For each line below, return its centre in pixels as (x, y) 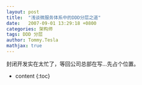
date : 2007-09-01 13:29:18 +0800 (51, 23)
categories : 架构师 (30, 29)
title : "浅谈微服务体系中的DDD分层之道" (54, 18)
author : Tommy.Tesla (33, 40)
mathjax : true (24, 46)
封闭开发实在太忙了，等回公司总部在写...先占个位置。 (73, 64)
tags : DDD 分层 (25, 35)
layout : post (23, 12)
